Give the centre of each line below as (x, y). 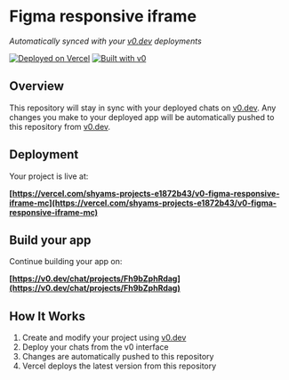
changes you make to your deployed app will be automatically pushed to (142, 117)
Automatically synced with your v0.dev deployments (105, 41)
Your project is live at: (49, 176)
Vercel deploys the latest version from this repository (119, 366)
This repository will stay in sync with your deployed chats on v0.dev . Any (143, 108)
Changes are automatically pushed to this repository (118, 357)
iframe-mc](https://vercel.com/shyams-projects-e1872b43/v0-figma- (143, 203)
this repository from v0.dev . (60, 126)
